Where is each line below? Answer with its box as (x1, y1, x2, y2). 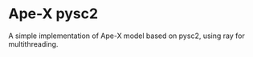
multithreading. (8, 39, 59, 48)
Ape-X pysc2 (8, 5, 99, 23)
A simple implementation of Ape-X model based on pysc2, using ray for (8, 31, 245, 40)
